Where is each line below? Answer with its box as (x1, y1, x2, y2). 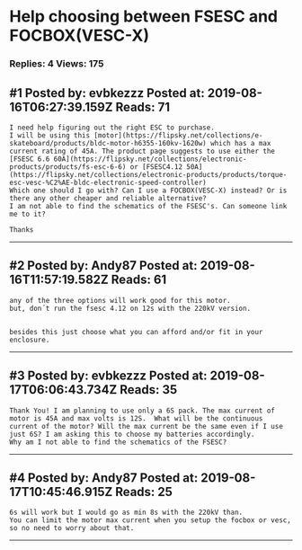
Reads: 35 (120, 382, 178, 397)
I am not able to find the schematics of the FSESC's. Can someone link (9, 201, 288, 210)
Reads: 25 (115, 483, 173, 500)
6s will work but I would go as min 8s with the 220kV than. (9, 508, 244, 518)
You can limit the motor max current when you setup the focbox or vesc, (9, 516, 292, 525)
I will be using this (9, 130, 91, 140)
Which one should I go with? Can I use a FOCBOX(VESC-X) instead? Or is (9, 186, 288, 195)
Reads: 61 (111, 272, 167, 288)
